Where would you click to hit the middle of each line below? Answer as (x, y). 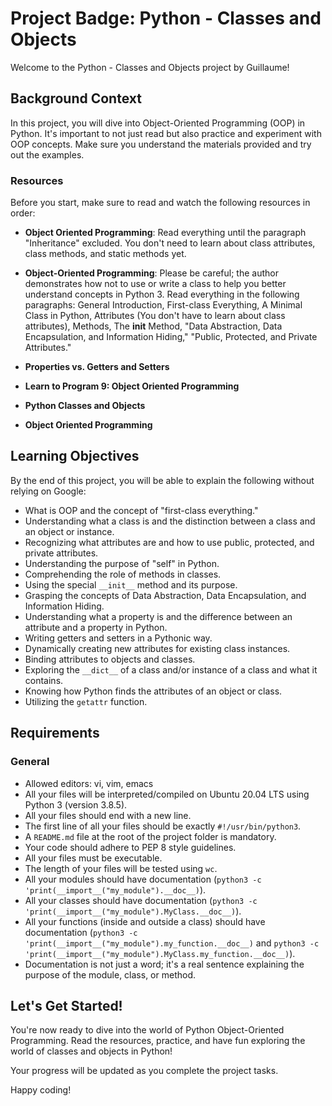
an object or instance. (69, 531)
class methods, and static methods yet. (105, 254)
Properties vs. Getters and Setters (97, 367)
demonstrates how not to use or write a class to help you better (155, 284)
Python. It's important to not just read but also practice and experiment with (166, 133)
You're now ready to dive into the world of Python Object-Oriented (147, 1030)
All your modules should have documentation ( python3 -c (143, 879)
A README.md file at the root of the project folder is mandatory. (150, 836)
